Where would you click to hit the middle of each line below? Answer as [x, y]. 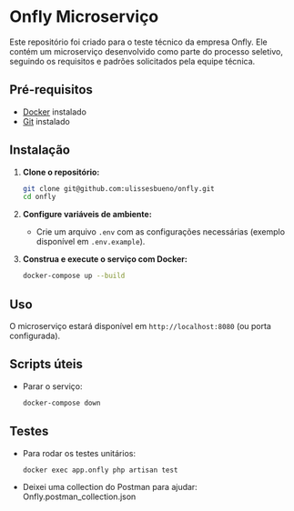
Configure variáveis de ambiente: [87, 215]
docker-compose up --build [74, 276]
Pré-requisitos [51, 90]
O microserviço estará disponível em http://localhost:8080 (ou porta [140, 326]
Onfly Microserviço [84, 17]
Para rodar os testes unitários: [79, 453]
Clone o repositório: [61, 172]
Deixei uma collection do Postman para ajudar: [110, 487]
